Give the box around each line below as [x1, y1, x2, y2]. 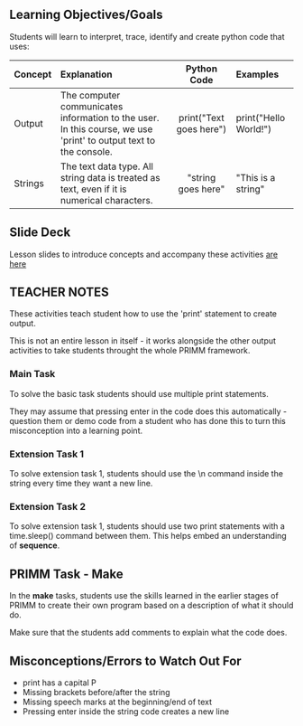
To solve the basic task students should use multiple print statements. [9, 388, 269, 399]
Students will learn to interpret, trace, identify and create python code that [9, 31, 286, 42]
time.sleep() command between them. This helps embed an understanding [9, 531, 287, 542]
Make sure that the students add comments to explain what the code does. [9, 627, 288, 638]
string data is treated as [60, 171, 161, 184]
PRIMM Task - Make [9, 566, 124, 581]
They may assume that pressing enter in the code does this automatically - [9, 406, 288, 417]
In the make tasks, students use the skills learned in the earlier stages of [9, 590, 280, 601]
